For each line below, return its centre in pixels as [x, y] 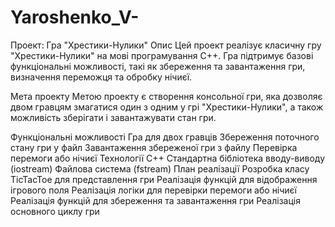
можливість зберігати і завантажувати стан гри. [113, 117]
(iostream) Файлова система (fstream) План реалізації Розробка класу [160, 168]
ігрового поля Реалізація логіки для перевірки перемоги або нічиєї [154, 190]
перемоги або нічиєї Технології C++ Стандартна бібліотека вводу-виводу [168, 158]
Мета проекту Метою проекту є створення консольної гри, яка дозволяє [166, 96]
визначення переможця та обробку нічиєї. [101, 77]
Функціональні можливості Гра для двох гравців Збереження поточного [165, 137]
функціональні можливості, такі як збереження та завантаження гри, [158, 66]
